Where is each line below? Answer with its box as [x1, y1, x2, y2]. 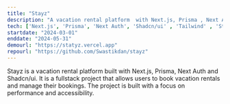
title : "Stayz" [7, 10, 51, 17]
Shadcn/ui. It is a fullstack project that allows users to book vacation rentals [7, 74, 220, 82]
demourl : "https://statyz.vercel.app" [7, 42, 118, 49]
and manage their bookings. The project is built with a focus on [7, 81, 186, 90]
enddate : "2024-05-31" [7, 36, 72, 42]
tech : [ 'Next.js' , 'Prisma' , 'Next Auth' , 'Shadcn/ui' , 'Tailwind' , [7, 23, 213, 29]
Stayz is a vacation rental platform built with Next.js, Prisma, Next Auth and [7, 66, 218, 75]
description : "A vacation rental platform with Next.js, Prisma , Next [7, 16, 219, 23]
